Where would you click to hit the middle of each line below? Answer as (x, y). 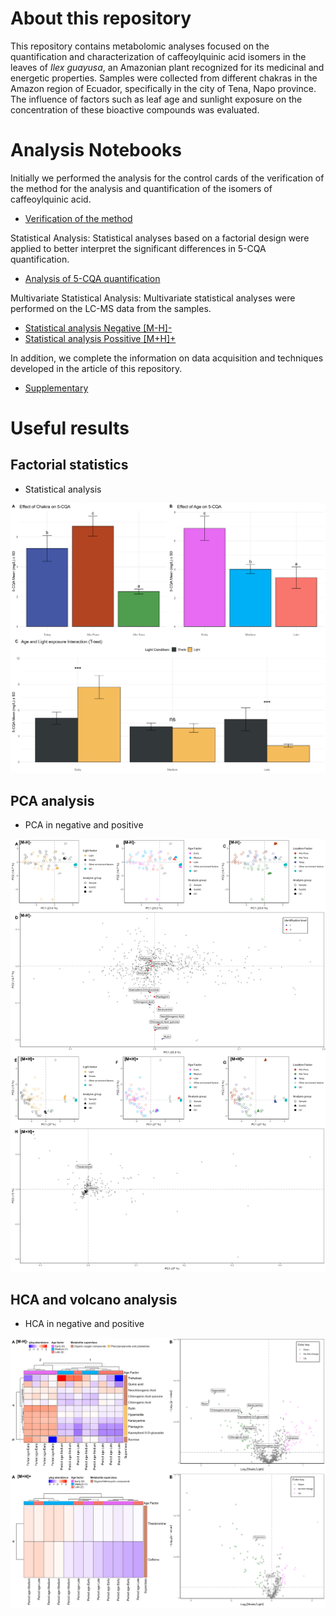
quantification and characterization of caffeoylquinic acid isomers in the (158, 56)
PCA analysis (52, 800)
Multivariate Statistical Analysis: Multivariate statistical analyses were (153, 298)
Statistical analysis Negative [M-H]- (98, 328)
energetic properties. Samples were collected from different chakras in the (164, 78)
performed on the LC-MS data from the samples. (111, 308)
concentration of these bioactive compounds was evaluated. (135, 109)
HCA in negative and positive (84, 1323)
